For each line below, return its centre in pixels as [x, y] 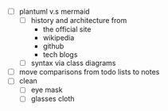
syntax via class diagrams [73, 63]
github [53, 46]
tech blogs [60, 55]
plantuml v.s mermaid [54, 11]
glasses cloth [53, 99]
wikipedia [59, 38]
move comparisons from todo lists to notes [89, 72]
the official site [67, 29]
